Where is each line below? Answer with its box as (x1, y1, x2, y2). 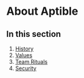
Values (15, 52, 32, 59)
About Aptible (6, 4, 79, 18)
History (15, 45, 34, 52)
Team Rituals (15, 58, 48, 65)
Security (15, 64, 37, 72)
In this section (6, 29, 61, 39)
